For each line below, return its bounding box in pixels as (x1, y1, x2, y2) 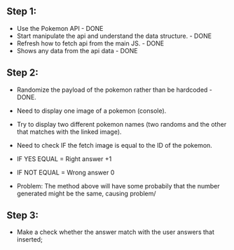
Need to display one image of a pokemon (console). (16, 106, 167, 115)
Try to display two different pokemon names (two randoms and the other (16, 120, 227, 128)
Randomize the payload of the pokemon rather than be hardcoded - (16, 85, 213, 94)
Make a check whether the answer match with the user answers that (16, 228, 215, 237)
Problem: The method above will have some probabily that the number (16, 181, 220, 190)
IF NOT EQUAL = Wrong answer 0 (16, 168, 115, 176)
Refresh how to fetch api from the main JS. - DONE (16, 39, 165, 48)
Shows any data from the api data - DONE (16, 46, 138, 55)
